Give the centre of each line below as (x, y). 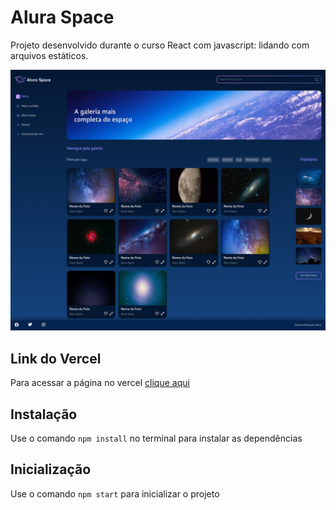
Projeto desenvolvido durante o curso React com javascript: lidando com (160, 45)
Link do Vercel (56, 358)
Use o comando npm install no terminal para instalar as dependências (156, 438)
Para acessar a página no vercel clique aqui (100, 383)
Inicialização (51, 469)
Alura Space (62, 17)
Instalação (44, 414)
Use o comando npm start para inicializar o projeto (115, 493)
